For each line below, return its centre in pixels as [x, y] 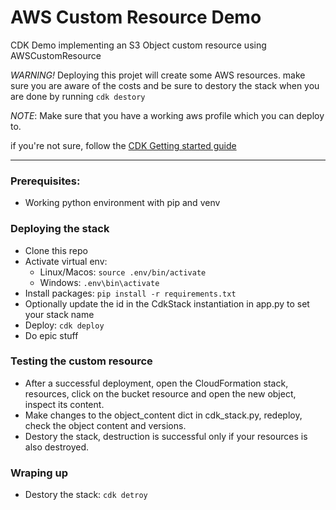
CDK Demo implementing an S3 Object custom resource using [138, 45]
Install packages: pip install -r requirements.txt [130, 293]
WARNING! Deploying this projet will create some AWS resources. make [158, 75]
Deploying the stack [60, 229]
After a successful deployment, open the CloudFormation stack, [156, 383]
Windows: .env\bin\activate [99, 282]
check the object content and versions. [105, 425]
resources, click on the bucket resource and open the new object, [160, 393]
